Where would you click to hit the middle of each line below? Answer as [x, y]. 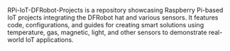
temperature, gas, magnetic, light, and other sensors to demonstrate [107, 32]
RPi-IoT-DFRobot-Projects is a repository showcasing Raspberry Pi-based [115, 10]
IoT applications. [49, 40]
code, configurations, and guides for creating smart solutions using [106, 25]
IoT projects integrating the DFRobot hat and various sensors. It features [113, 17]
